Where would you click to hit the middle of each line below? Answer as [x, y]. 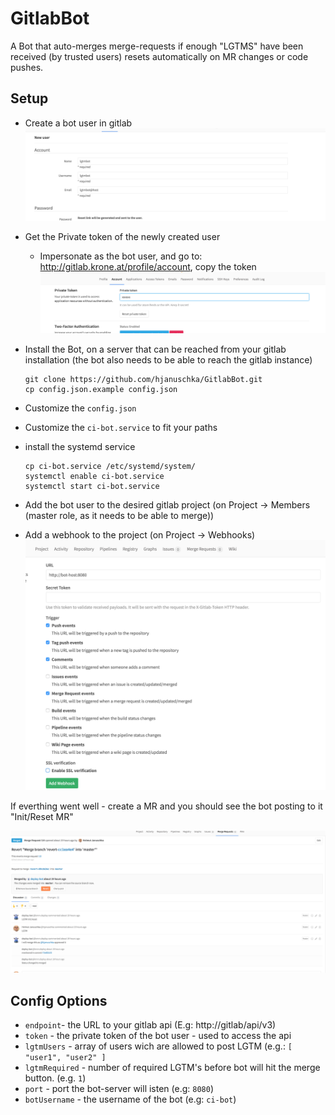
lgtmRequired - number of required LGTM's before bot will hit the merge [172, 1068]
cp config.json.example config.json [101, 389]
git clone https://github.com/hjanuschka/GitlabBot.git [143, 379]
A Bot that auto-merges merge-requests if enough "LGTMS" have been [157, 46]
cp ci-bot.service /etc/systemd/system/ [110, 466]
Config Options [59, 1000]
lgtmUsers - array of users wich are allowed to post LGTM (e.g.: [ [158, 1046]
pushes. [27, 67]
